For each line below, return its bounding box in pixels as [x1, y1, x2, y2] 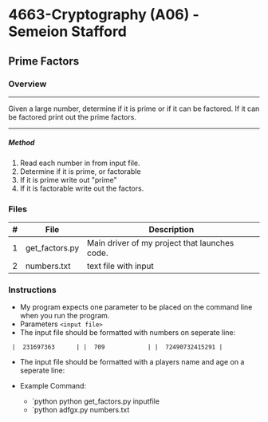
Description [148, 224, 195, 235]
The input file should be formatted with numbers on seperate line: [19, 328, 236, 337]
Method [8, 138, 35, 148]
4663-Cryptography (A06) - [8, 6, 199, 24]
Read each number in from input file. [19, 158, 141, 168]
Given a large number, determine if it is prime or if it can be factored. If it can [8, 104, 260, 113]
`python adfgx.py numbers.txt [31, 405, 130, 415]
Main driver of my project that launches [86, 238, 235, 249]
